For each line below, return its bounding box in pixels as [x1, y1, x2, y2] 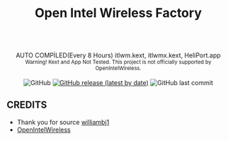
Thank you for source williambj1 [16, 118, 110, 126]
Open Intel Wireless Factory [34, 5, 203, 21]
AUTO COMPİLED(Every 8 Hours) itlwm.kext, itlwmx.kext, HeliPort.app [16, 51, 221, 60]
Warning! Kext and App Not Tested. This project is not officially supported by [25, 58, 212, 65]
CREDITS [6, 99, 47, 111]
